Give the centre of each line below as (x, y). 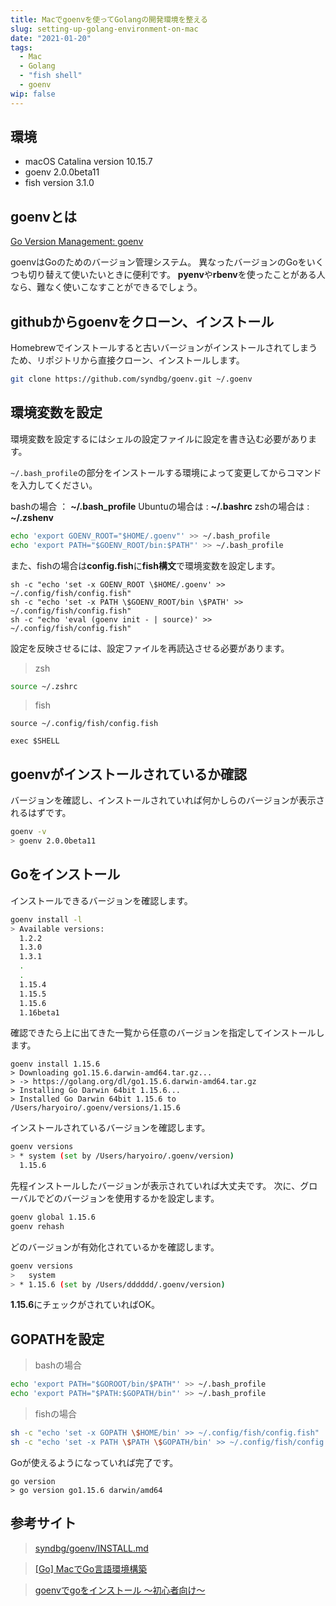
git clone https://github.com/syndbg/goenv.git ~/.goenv (131, 379)
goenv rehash (37, 1226)
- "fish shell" (51, 76)
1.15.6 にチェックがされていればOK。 (85, 1305)
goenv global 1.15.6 (53, 1217)
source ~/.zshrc (44, 686)
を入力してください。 (54, 485)
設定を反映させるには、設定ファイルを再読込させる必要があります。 (150, 648)
